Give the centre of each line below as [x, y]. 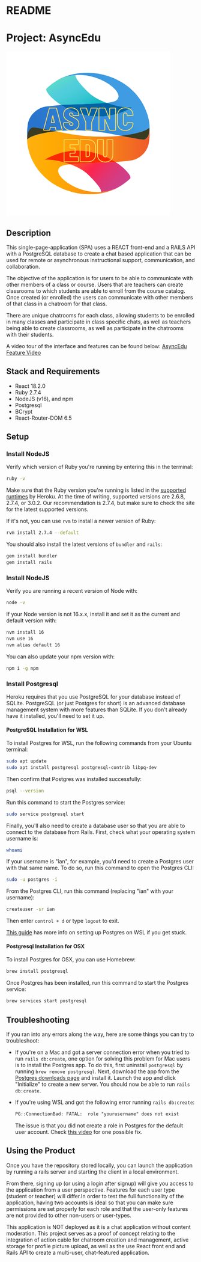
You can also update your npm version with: [61, 657]
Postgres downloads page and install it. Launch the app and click [95, 1078]
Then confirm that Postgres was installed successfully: [74, 779]
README [29, 11]
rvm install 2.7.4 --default [43, 533]
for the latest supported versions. [47, 509]
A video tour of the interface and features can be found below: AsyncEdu [97, 346]
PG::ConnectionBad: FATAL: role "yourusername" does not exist [97, 1114]
